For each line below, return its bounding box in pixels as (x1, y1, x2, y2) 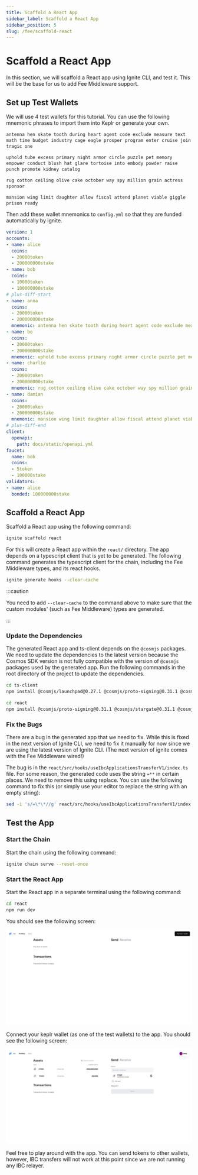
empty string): (6, 789, 41, 797)
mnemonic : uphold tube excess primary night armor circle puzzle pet (11, 354, 186, 360)
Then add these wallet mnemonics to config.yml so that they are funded (6, 211, 182, 218)
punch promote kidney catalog (6, 166, 81, 172)
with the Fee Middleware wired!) (6, 753, 84, 760)
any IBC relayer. (6, 1162, 45, 1169)
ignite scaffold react (6, 535, 62, 541)
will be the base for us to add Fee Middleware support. (6, 80, 139, 88)
